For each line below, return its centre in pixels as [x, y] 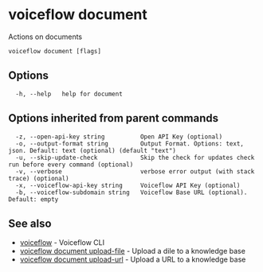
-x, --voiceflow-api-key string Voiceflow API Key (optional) [128, 185]
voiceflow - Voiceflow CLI [62, 243]
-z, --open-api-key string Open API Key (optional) [119, 137]
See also [30, 223]
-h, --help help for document [69, 94]
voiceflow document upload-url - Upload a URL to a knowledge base [133, 259]
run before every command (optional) [71, 165]
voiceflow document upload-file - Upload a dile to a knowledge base [132, 251]
